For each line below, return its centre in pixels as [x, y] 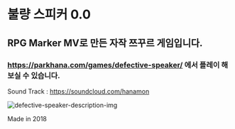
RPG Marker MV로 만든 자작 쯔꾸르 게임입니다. [105, 43]
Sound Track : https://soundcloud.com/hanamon [78, 91]
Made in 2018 [27, 118]
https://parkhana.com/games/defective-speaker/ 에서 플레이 [114, 64]
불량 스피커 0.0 [49, 15]
